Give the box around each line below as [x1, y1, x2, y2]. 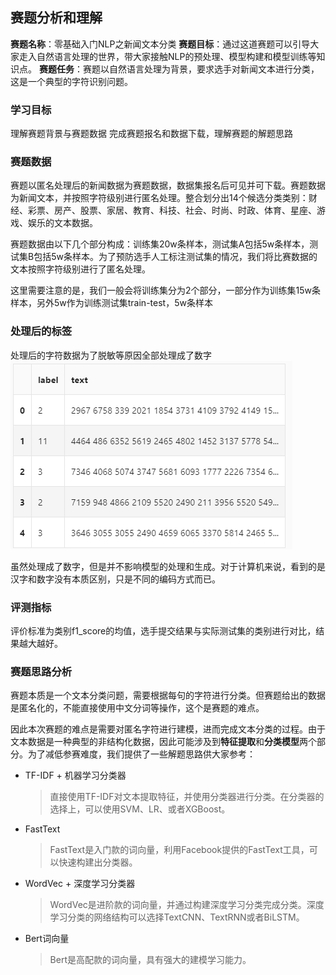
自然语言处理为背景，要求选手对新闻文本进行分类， [108, 63, 320, 75]
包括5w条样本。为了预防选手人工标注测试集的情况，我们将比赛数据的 [33, 251, 318, 263]
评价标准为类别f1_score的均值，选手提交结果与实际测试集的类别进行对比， [10, 625, 317, 637]
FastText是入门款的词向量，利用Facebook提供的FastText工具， [49, 844, 310, 856]
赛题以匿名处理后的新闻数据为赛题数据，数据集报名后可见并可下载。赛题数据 [10, 179, 326, 192]
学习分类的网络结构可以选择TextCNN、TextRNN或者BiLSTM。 [49, 911, 305, 923]
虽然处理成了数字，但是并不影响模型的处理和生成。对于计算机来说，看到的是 [10, 560, 326, 572]
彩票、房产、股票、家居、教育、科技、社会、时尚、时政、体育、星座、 [27, 204, 317, 217]
